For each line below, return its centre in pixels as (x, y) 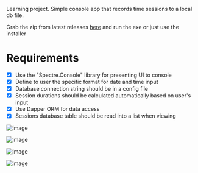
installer (16, 34)
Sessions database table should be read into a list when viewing (96, 116)
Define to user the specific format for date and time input (87, 82)
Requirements (43, 58)
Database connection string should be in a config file (81, 89)
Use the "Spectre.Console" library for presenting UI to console (93, 75)
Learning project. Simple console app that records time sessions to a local (99, 9)
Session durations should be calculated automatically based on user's (103, 96)
